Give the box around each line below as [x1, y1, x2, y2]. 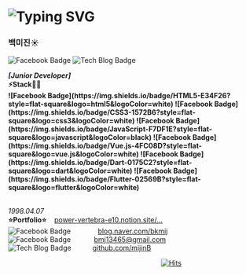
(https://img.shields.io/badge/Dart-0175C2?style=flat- [8, 158, 193, 167]
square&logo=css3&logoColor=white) [8, 116, 135, 126]
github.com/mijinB [92, 244, 152, 253]
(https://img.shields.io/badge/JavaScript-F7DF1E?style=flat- [8, 124, 213, 134]
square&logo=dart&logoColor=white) [8, 166, 133, 176]
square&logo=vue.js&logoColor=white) [8, 149, 139, 159]
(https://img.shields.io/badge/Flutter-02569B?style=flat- [8, 174, 202, 184]
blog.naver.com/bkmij [97, 226, 168, 236]
